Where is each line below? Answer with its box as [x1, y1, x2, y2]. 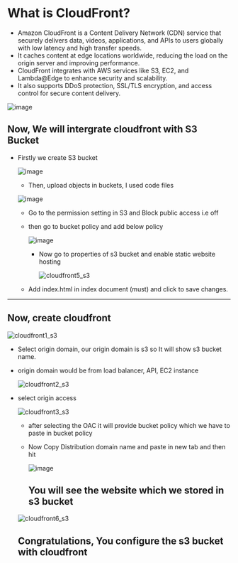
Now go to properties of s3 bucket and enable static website [38, 250, 216, 258]
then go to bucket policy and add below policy [28, 222, 164, 230]
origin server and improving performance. [17, 58, 140, 67]
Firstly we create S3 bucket [17, 153, 98, 161]
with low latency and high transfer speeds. [17, 43, 142, 52]
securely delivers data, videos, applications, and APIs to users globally [17, 36, 224, 44]
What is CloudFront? [7, 5, 131, 21]
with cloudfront [17, 546, 88, 558]
